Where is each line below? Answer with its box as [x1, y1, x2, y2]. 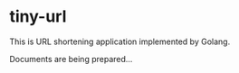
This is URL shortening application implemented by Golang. [9, 36, 231, 47]
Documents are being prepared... [9, 53, 133, 64]
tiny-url [9, 6, 67, 27]
